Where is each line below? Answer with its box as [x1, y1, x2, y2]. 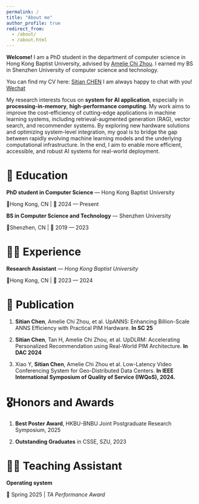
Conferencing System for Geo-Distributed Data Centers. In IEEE [15, 367, 174, 374]
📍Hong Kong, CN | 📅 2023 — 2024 [6, 276, 93, 284]
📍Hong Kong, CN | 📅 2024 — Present [6, 200, 99, 207]
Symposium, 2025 [15, 426, 61, 433]
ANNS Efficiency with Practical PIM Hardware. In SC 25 [15, 324, 153, 331]
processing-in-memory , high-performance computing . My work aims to [6, 103, 191, 109]
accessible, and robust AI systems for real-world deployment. [6, 147, 160, 155]
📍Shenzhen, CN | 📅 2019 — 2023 [6, 224, 89, 231]
